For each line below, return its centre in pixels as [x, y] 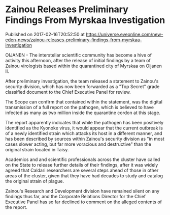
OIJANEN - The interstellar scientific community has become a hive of [79, 55]
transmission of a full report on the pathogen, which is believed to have [80, 107]
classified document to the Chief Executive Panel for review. [68, 92]
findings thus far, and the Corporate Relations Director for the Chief [76, 196]
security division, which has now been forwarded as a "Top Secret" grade [82, 86]
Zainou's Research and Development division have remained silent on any [82, 191]
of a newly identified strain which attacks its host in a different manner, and [84, 133]
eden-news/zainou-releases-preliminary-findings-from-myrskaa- [74, 40]
